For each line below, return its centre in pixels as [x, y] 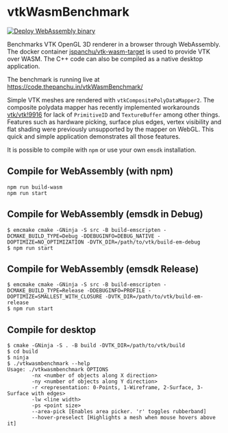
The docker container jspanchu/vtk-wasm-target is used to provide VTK [109, 51]
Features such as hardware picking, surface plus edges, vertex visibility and [114, 121]
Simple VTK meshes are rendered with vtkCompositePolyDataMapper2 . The [111, 100]
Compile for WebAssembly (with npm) [90, 171]
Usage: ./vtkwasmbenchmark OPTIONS [58, 370]
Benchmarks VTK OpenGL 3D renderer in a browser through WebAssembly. [114, 44]
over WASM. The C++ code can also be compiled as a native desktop [105, 58]
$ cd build [23, 352]
